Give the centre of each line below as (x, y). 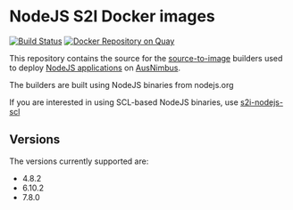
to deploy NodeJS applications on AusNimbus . (95, 68)
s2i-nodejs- (262, 102)
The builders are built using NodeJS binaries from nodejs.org (121, 85)
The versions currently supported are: (79, 161)
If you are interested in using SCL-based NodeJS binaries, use (124, 102)
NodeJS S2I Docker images (113, 16)
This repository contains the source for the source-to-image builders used (146, 58)
